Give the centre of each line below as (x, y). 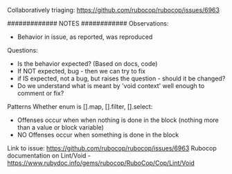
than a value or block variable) (60, 127)
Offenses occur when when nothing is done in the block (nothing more (118, 120)
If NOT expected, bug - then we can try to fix (81, 71)
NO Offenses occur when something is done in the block (98, 135)
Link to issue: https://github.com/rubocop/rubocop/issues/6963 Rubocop (112, 148)
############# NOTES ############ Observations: (88, 23)
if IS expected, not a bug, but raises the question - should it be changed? (121, 78)
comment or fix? (41, 93)
